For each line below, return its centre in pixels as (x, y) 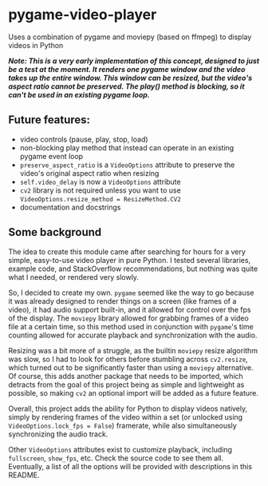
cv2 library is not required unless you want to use (100, 190)
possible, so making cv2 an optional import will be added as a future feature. (134, 392)
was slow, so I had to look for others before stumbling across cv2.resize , (128, 359)
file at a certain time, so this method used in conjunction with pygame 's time (131, 326)
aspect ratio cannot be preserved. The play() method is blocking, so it (126, 86)
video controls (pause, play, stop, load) (84, 139)
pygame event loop (51, 156)
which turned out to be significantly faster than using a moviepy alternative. (131, 367)
